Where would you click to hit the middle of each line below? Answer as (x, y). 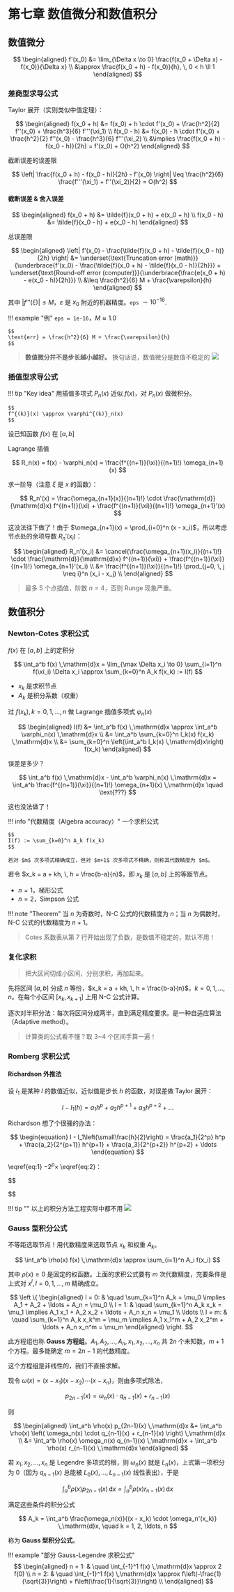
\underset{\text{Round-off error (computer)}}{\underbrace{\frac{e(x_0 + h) (118, 272)
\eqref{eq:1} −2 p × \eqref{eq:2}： (55, 1166)
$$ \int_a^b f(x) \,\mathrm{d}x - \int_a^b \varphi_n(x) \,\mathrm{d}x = (118, 777)
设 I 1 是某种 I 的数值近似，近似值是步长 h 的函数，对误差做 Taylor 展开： (110, 1091)
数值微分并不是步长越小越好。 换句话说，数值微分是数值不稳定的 (117, 357)
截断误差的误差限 (32, 160)
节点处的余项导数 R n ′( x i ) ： (45, 537)
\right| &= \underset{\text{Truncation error (112, 258)
